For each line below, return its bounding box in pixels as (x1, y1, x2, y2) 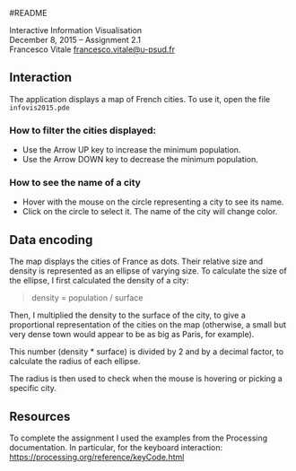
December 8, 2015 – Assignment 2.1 (9, 35, 142, 45)
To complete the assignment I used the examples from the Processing (9, 432, 268, 443)
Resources (9, 408, 71, 424)
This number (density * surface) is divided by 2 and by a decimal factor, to (9, 346, 284, 357)
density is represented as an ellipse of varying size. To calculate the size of (9, 266, 287, 276)
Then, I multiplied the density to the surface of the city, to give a (9, 310, 247, 321)
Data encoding (9, 232, 93, 248)
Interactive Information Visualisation (9, 25, 143, 35)
